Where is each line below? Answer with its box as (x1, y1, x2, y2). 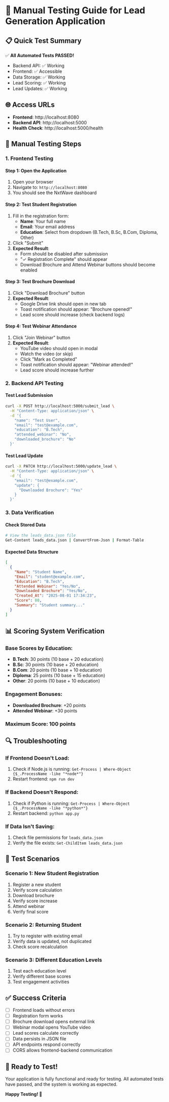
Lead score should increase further (20, 367, 94, 373)
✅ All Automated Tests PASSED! (5, 52, 75, 58)
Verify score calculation (12, 886, 62, 893)
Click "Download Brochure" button (12, 290, 85, 296)
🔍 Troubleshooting (5, 737, 67, 745)
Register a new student (12, 881, 61, 888)
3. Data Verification (5, 509, 54, 516)
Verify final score (12, 908, 49, 915)
